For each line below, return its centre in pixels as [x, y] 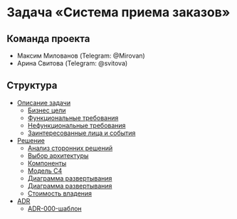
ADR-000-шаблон [55, 208]
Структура [32, 86]
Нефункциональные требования [77, 125]
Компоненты [47, 163]
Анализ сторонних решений [70, 148]
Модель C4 [45, 171]
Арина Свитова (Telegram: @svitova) [72, 63]
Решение [31, 140]
